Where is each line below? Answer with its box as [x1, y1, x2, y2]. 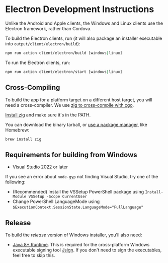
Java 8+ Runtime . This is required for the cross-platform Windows [12, 242, 150, 247]
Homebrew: [5, 127, 30, 133]
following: [5, 179, 26, 185]
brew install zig [5, 137, 42, 142]
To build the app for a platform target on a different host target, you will [5, 97, 152, 103]
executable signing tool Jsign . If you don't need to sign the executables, [12, 247, 162, 253]
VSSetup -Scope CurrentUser [28, 194, 88, 200]
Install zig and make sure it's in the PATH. [5, 112, 91, 118]
